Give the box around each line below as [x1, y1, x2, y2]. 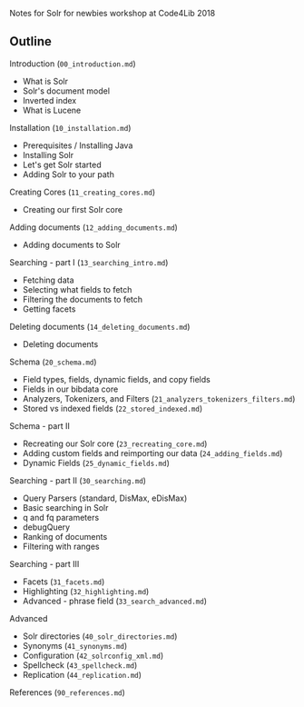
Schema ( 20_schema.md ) [9, 356, 97, 367]
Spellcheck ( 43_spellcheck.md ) [22, 659, 138, 671]
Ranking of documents [22, 531, 108, 542]
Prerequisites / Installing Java [22, 140, 133, 151]
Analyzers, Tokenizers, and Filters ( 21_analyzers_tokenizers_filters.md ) [22, 393, 296, 403]
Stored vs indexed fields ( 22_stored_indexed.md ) [22, 403, 203, 413]
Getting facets [22, 304, 76, 314]
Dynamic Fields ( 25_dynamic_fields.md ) [22, 457, 171, 468]
